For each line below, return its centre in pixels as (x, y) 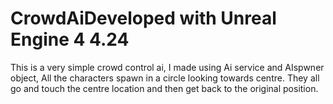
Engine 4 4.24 (70, 39)
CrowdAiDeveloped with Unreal (143, 18)
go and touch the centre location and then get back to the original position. (164, 88)
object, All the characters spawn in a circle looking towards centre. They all (165, 78)
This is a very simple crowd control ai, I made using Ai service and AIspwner (167, 67)
